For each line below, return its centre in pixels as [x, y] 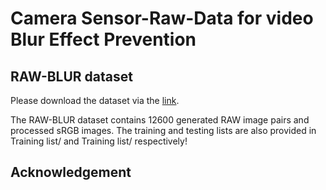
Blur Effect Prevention [103, 39]
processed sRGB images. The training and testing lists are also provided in [163, 130]
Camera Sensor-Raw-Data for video [162, 18]
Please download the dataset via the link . [95, 100]
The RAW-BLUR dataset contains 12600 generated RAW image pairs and [160, 120]
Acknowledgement [71, 172]
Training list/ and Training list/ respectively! [99, 141]
